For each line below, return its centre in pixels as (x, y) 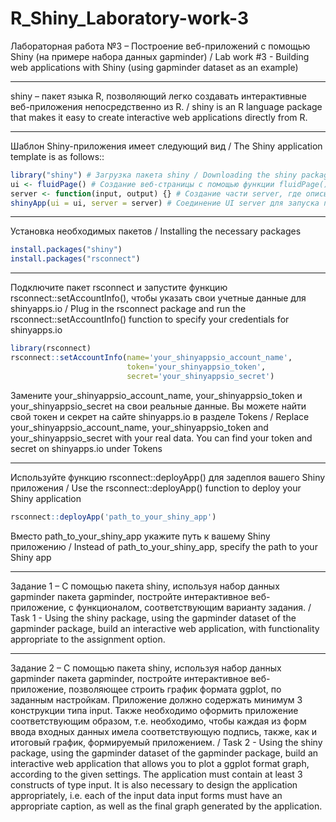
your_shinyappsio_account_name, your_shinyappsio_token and (139, 427)
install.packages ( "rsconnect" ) (75, 259)
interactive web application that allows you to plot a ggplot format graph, (160, 763)
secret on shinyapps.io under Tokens (86, 448)
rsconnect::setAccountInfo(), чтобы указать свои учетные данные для (158, 298)
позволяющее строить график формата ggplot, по (175, 689)
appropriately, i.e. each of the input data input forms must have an (146, 795)
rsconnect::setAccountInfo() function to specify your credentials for (150, 319)
